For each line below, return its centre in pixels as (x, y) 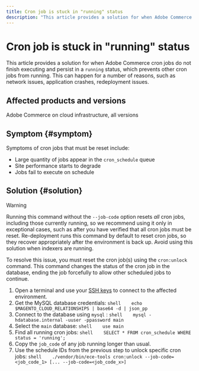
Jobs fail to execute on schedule (54, 172)
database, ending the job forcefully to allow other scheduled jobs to (89, 272)
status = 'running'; (40, 338)
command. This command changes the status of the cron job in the (88, 266)
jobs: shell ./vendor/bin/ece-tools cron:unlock (78, 356)
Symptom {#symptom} (49, 133)
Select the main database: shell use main (69, 326)
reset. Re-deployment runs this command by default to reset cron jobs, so (96, 235)
